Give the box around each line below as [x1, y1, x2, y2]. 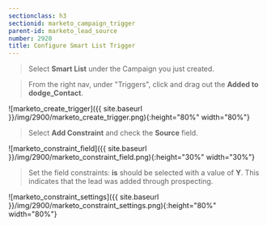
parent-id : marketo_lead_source [8, 27, 117, 35]
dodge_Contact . [28, 88, 83, 98]
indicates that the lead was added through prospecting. [28, 177, 214, 186]
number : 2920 [8, 34, 53, 43]
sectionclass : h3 [8, 11, 67, 20]
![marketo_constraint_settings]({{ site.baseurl [8, 192, 159, 202]
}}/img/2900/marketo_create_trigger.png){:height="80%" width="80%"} [8, 112, 251, 122]
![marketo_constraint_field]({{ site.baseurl [8, 144, 147, 153]
